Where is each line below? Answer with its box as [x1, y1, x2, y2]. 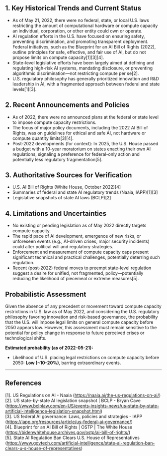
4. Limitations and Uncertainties [5, 209, 107, 218]
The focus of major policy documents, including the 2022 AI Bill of [12, 124, 148, 130]
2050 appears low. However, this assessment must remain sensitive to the [5, 325, 157, 331]
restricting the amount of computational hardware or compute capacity [12, 22, 158, 28]
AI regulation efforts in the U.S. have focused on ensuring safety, [12, 33, 145, 39]
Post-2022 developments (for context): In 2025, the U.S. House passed [12, 140, 159, 146]
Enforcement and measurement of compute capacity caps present [12, 249, 149, 255]
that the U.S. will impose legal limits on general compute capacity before [5, 319, 154, 325]
